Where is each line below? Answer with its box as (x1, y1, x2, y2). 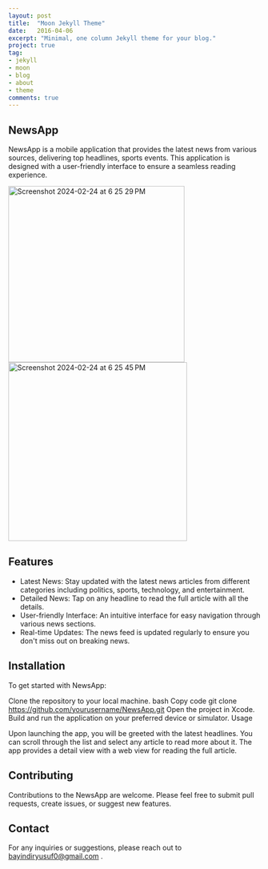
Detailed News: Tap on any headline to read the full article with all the (19, 593, 249, 603)
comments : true (8, 94, 59, 102)
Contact (8, 822, 50, 835)
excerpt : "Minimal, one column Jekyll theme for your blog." (8, 34, 217, 42)
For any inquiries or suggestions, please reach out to (8, 843, 182, 853)
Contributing (8, 769, 74, 783)
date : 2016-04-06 (8, 26, 74, 34)
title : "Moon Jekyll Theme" (8, 19, 106, 27)
